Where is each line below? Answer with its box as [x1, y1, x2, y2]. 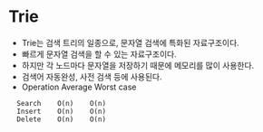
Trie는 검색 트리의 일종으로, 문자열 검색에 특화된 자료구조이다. [21, 37, 239, 48]
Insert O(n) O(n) [16, 107, 106, 116]
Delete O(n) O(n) [16, 115, 106, 124]
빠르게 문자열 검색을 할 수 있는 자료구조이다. [21, 48, 178, 60]
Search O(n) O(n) [16, 99, 106, 108]
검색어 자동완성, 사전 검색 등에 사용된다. [21, 71, 162, 82]
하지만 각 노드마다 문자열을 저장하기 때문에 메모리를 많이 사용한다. [21, 60, 255, 71]
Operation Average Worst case [21, 81, 137, 92]
